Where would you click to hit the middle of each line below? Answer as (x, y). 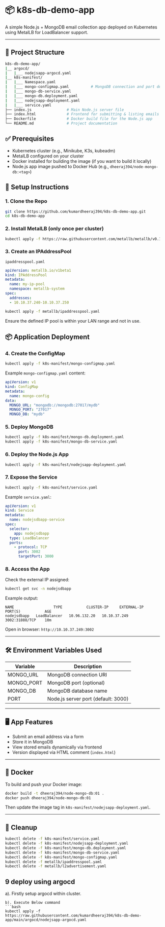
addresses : (21, 298)
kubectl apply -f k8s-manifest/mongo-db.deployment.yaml (65, 437)
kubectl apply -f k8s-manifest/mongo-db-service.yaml (61, 442)
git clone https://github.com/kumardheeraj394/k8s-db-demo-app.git (76, 211)
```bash (13, 907)
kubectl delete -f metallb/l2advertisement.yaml (56, 866)
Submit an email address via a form (48, 737)
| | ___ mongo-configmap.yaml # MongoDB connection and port (80, 87)
